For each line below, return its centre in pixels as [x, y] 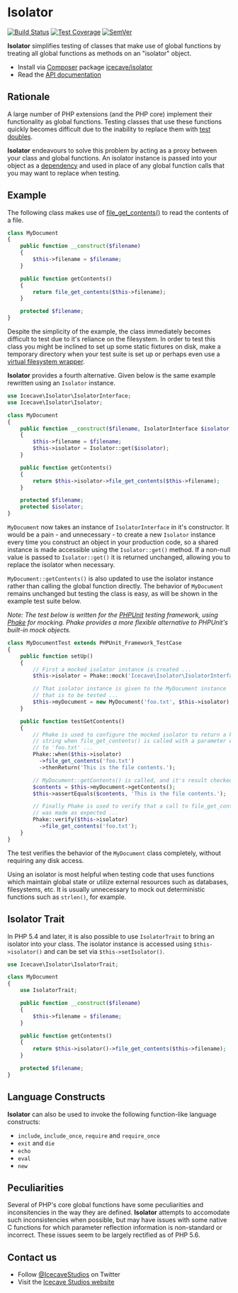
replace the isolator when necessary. [61, 565]
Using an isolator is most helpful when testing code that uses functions [111, 874]
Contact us [32, 1257]
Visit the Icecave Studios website [66, 1282]
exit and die [36, 1143]
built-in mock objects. [39, 630]
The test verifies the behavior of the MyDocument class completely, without [114, 853]
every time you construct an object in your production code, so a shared [113, 542]
